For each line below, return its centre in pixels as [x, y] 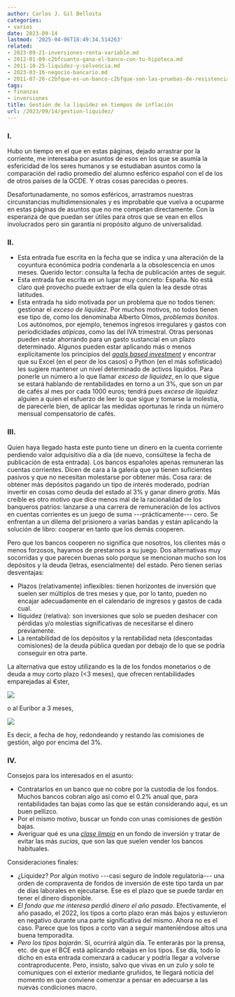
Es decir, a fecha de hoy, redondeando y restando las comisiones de [106, 734]
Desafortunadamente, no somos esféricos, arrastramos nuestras [100, 195]
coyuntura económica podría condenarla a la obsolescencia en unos [116, 265]
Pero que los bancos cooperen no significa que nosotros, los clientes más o [116, 543]
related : [20, 46]
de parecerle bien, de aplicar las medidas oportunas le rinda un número [120, 406]
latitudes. [31, 295]
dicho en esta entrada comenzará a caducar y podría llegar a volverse [119, 957]
